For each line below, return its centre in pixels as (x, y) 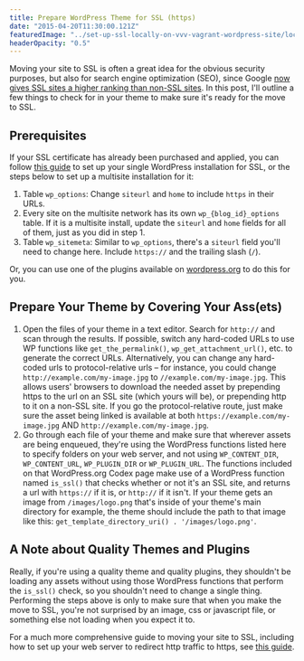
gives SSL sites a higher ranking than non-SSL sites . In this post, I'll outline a (152, 88)
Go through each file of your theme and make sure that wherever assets (157, 434)
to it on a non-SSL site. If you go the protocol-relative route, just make (152, 406)
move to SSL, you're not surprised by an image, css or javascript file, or (142, 609)
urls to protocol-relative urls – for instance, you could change (162, 367)
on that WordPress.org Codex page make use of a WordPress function (153, 473)
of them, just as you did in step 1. (84, 232)
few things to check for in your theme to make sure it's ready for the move (147, 98)
